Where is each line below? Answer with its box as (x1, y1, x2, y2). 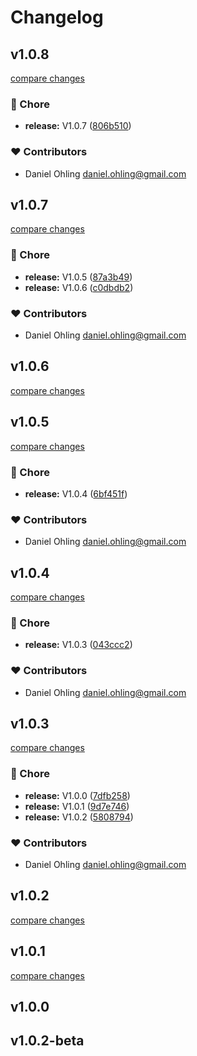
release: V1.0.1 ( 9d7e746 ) (24, 800, 130, 812)
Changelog (10, 6, 104, 29)
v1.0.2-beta (10, 1032, 85, 1050)
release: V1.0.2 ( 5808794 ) (24, 811, 134, 823)
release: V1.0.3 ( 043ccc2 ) (24, 639, 133, 651)
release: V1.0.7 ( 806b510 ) (24, 120, 132, 132)
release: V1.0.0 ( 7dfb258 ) (24, 789, 131, 801)
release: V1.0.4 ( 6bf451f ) (24, 487, 128, 500)
